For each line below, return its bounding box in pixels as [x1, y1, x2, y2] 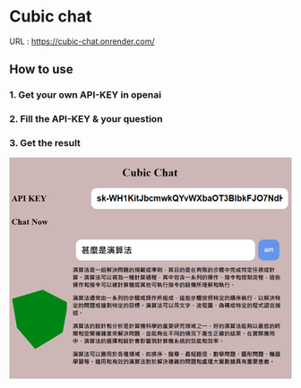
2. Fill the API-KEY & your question [9, 113, 163, 125]
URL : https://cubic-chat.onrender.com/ [9, 36, 155, 47]
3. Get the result [9, 137, 81, 150]
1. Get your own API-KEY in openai [9, 89, 162, 101]
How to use [9, 62, 73, 77]
